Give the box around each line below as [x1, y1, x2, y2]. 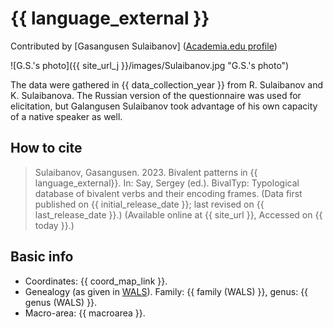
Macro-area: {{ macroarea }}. [24, 307, 146, 319]
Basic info [10, 248, 74, 266]
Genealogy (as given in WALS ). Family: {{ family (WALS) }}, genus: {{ [24, 285, 309, 297]
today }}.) [34, 219, 75, 231]
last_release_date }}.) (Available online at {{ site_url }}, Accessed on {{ [34, 208, 323, 221]
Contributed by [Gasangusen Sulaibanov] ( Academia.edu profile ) [10, 40, 278, 52]
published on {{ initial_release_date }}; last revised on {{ [34, 198, 265, 210]
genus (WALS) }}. [24, 296, 98, 308]
